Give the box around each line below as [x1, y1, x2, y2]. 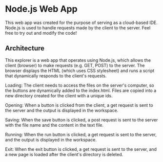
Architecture [5, 44, 45, 52]
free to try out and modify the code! [5, 30, 77, 36]
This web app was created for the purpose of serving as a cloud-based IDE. [5, 20, 158, 25]
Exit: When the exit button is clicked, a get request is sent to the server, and [5, 146, 157, 152]
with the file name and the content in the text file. [5, 122, 104, 128]
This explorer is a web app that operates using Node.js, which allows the [5, 57, 151, 63]
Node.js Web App [5, 3, 78, 15]
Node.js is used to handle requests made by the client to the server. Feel [5, 24, 151, 30]
